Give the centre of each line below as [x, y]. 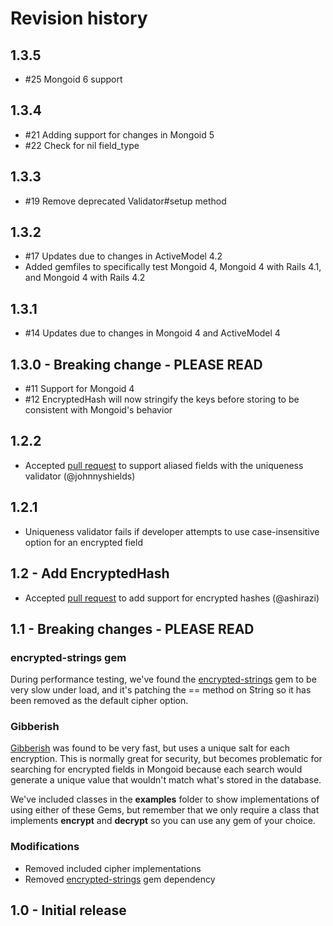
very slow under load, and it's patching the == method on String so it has [161, 690]
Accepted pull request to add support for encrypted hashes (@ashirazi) [172, 598]
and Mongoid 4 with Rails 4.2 [85, 278]
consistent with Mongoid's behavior [98, 410]
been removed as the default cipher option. [99, 701]
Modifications [45, 847]
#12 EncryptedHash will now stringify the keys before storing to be [162, 399]
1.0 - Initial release [68, 910]
